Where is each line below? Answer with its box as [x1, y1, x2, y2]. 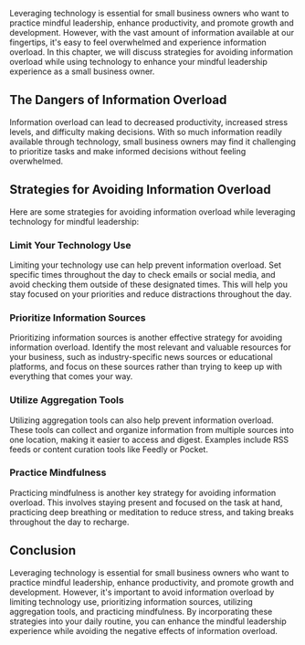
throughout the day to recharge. [9, 516, 130, 527]
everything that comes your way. [9, 371, 133, 382]
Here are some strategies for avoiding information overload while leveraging [9, 206, 296, 217]
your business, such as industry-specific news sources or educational [9, 352, 274, 363]
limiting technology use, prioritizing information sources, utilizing [9, 596, 253, 607]
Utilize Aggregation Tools [9, 394, 125, 407]
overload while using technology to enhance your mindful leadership [9, 57, 268, 67]
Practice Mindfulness [9, 466, 107, 479]
